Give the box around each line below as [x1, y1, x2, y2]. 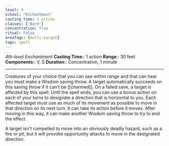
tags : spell [5, 40, 30, 45]
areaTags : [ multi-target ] [5, 35, 59, 40]
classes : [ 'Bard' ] [5, 21, 44, 26]
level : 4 [5, 7, 24, 12]
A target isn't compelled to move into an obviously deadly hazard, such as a [5, 125, 162, 131]
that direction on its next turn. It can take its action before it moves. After [5, 105, 155, 111]
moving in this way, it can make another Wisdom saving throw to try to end [5, 110, 160, 116]
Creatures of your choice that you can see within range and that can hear [5, 73, 157, 79]
